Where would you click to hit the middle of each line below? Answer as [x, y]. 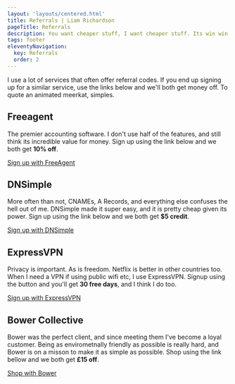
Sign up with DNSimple [41, 230]
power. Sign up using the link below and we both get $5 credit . [99, 216]
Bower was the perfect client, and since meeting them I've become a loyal [114, 337]
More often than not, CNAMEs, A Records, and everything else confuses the [118, 202]
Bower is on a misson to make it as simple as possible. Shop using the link [114, 352]
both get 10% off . [33, 149]
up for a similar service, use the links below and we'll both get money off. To [118, 87]
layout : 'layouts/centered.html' [56, 14]
